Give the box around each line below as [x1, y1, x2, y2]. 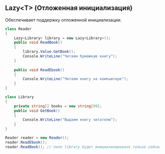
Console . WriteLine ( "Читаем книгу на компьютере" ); [23, 77, 129, 81]
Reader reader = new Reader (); [5, 135, 69, 140]
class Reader [5, 26, 32, 31]
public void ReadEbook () [14, 67, 65, 73]
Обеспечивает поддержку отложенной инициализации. [5, 17, 122, 23]
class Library [5, 95, 34, 100]
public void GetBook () [14, 108, 60, 113]
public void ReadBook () [14, 40, 63, 45]
